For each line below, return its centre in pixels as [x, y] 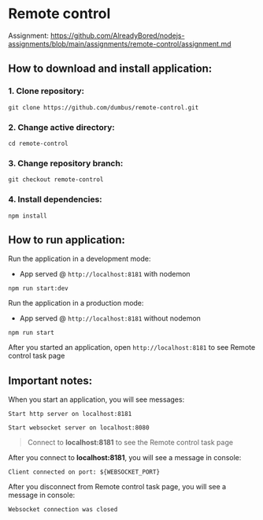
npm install [28, 216]
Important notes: [50, 380]
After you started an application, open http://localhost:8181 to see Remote [132, 347]
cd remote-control [38, 143]
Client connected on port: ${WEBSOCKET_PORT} [84, 472]
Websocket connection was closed [63, 510]
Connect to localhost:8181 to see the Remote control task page [130, 443]
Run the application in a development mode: [80, 259]
